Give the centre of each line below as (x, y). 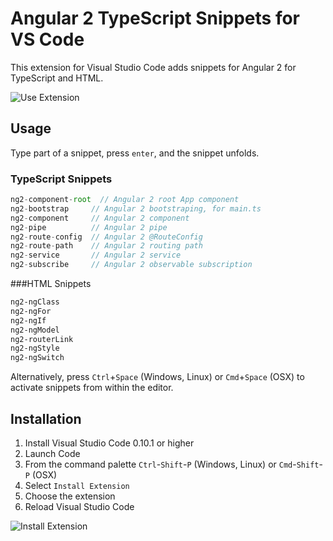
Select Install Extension (77, 485)
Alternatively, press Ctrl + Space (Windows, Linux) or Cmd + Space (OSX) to (157, 377)
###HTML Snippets (51, 284)
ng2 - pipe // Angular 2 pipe (89, 227)
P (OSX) (41, 474)
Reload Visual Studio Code (79, 506)
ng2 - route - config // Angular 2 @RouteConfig (106, 237)
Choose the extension (70, 496)
